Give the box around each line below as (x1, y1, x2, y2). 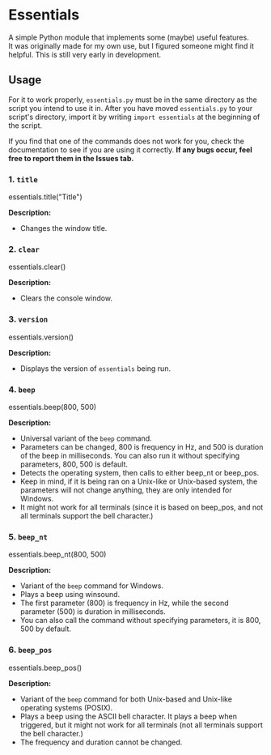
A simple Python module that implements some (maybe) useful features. (8, 32, 249, 42)
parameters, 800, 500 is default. (19, 459, 128, 469)
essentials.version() (8, 332, 74, 342)
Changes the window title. (19, 224, 108, 233)
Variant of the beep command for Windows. (19, 581, 164, 591)
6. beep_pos (8, 644, 53, 655)
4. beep (8, 383, 36, 395)
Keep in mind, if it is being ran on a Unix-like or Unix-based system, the (19, 476, 258, 486)
